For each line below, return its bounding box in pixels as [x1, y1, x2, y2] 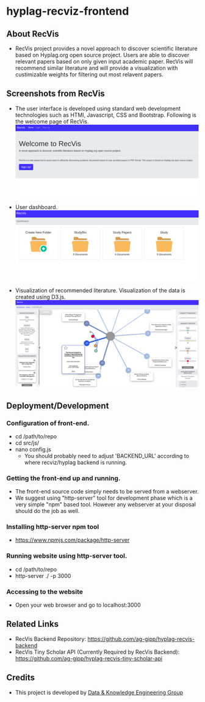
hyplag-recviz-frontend [6, 4, 129, 18]
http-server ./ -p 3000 [15, 572, 71, 579]
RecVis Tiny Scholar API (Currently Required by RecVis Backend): [15, 648, 180, 656]
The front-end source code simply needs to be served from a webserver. [15, 488, 199, 495]
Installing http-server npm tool [6, 523, 99, 531]
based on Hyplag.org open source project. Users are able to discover [15, 51, 190, 59]
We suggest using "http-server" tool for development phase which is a [15, 494, 193, 502]
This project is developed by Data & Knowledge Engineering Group [15, 689, 184, 696]
